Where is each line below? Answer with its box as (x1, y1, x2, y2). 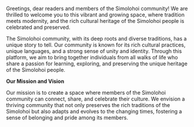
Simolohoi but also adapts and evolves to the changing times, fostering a (6, 108, 182, 115)
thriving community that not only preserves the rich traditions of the (6, 102, 170, 108)
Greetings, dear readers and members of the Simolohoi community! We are (6, 5, 188, 12)
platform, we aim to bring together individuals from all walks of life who (6, 54, 178, 61)
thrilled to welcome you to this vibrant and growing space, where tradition (6, 11, 185, 18)
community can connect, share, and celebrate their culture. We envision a (6, 95, 185, 102)
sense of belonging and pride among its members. (6, 114, 128, 121)
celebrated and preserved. (6, 24, 71, 31)
